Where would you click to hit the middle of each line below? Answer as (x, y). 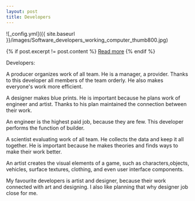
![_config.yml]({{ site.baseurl (40, 33)
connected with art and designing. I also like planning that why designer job (97, 187)
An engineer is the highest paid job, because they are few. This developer (95, 121)
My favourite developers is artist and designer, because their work (86, 180)
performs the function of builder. (45, 128)
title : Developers (28, 17)
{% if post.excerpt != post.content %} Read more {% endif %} (81, 51)
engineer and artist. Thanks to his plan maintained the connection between (96, 104)
